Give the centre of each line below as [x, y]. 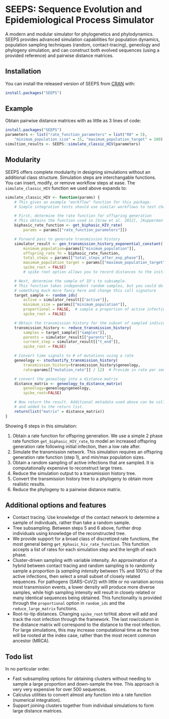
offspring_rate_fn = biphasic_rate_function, [72, 253]
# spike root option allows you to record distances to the [88, 272]
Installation [23, 71]
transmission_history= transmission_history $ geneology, [82, 365]
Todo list [19, 657]
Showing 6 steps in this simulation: [41, 426]
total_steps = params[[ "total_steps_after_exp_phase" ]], [84, 258]
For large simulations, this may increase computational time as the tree [86, 630]
